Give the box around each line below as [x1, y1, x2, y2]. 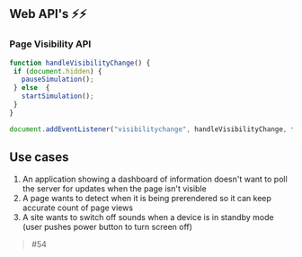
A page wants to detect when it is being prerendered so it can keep [22, 192, 272, 203]
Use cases [9, 150, 69, 165]
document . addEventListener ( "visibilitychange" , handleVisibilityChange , [9, 124, 288, 134]
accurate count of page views [22, 202, 133, 213]
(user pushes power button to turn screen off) [22, 221, 193, 232]
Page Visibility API [9, 38, 92, 50]
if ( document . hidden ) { [13, 66, 102, 75]
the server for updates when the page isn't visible [22, 182, 207, 194]
